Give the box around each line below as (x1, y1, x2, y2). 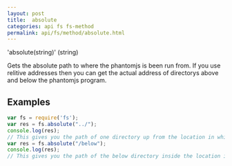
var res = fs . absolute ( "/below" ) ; (7, 140, 107, 147)
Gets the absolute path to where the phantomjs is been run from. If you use (7, 61, 221, 70)
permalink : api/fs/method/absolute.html (7, 29, 126, 37)
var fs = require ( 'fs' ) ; (7, 114, 79, 121)
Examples (7, 96, 50, 107)
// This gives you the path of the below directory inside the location (7, 153, 221, 160)
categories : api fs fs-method (7, 23, 95, 30)
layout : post (7, 10, 45, 17)
